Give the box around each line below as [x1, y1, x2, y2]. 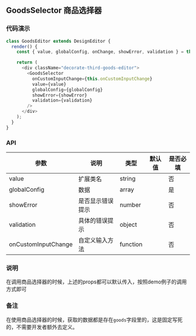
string [119, 174, 136, 182]
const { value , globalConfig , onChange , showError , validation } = [16, 49, 184, 55]
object [119, 220, 137, 228]
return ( [16, 60, 38, 65]
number [119, 200, 141, 209]
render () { [11, 43, 38, 50]
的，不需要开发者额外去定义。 [6, 323, 78, 330]
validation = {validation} [32, 98, 93, 103]
